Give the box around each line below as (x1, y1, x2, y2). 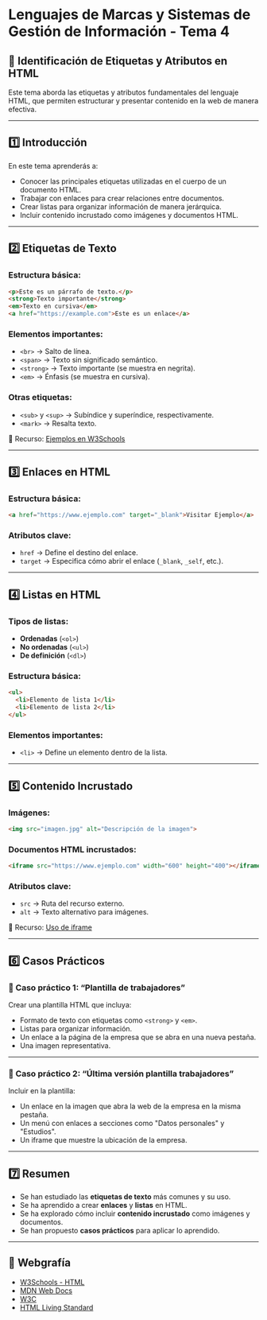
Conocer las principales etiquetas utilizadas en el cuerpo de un (19, 177, 226, 186)
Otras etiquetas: (8, 392, 73, 403)
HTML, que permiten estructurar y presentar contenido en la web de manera (8, 96, 259, 105)
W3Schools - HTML (19, 1277, 85, 1287)
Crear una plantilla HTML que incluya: (8, 1000, 132, 1009)
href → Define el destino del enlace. (19, 548, 139, 557)
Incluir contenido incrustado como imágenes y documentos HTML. (19, 210, 238, 219)
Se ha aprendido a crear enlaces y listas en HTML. (19, 1201, 188, 1210)
